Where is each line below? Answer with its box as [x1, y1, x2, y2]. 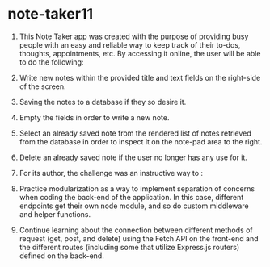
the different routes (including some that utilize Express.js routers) [19, 242, 240, 252]
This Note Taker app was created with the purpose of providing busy [19, 31, 249, 41]
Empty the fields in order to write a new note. [19, 112, 170, 122]
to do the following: [19, 57, 84, 67]
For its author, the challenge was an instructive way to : [19, 168, 204, 177]
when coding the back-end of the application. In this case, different [19, 192, 244, 202]
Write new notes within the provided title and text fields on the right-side [19, 73, 261, 82]
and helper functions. [19, 209, 91, 219]
